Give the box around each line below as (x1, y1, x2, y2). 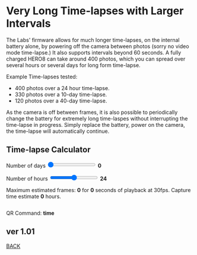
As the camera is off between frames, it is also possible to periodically (6, 109, 178, 116)
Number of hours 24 (6, 175, 107, 182)
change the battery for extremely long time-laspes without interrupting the (6, 114, 188, 122)
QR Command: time (6, 209, 55, 216)
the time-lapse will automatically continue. (6, 128, 110, 135)
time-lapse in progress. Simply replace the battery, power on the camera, (6, 121, 185, 128)
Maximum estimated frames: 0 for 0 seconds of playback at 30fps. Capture (6, 186, 191, 193)
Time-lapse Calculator (6, 145, 91, 155)
